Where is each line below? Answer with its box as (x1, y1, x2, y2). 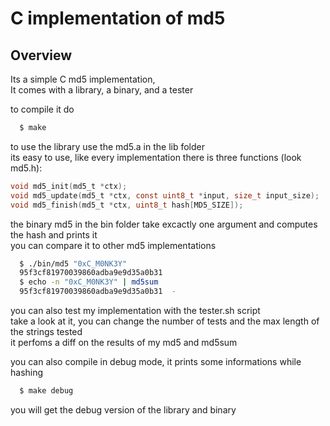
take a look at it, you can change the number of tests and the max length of (10, 315, 320, 327)
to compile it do (10, 103, 75, 115)
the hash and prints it (10, 228, 98, 241)
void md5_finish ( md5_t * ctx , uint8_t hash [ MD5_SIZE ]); (10, 200, 244, 210)
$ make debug (19, 386, 74, 396)
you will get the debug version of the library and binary (10, 403, 237, 416)
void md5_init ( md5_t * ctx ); (10, 181, 128, 191)
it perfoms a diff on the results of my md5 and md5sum (10, 337, 238, 348)
